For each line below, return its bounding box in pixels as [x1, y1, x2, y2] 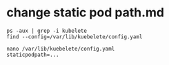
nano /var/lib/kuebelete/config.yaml [6, 45, 115, 52]
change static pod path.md [6, 5, 165, 21]
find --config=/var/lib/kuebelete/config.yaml [6, 33, 143, 40]
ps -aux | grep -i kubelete [6, 27, 88, 34]
